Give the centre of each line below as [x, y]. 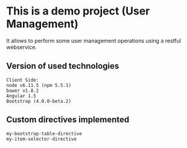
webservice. [22, 47]
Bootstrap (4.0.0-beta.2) [39, 101]
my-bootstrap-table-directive [44, 134]
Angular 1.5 [21, 96]
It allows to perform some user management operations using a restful [93, 40]
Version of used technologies [63, 66]
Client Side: [23, 80]
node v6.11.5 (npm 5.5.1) [39, 85]
